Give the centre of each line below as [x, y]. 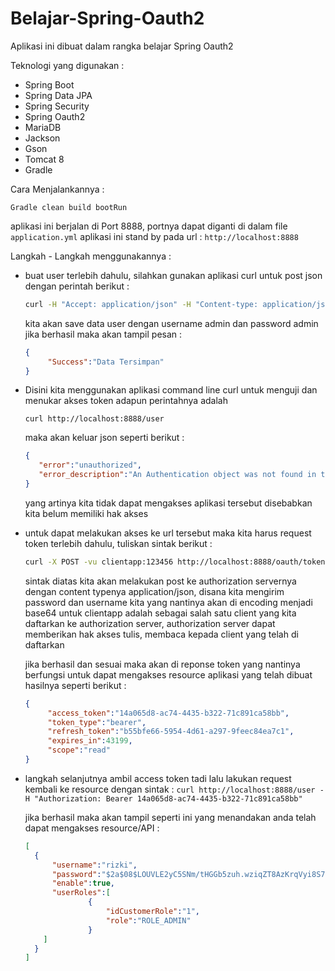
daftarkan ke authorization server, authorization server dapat [150, 623]
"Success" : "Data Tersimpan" [106, 362]
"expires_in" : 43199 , [90, 741]
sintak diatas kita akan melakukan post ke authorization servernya [160, 581]
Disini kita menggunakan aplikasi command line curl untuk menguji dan [171, 390]
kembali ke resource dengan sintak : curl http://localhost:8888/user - [174, 789]
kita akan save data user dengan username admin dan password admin [171, 323]
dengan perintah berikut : [77, 286]
